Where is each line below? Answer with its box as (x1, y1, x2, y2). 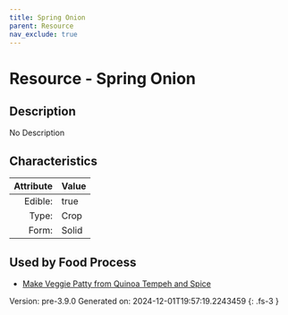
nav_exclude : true (9, 30, 78, 38)
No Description (9, 127, 65, 139)
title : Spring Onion (9, 13, 87, 22)
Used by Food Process (9, 254, 137, 269)
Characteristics (9, 153, 98, 168)
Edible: (23, 195, 54, 208)
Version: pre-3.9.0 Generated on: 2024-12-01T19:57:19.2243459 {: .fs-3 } (9, 296, 280, 306)
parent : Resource (9, 21, 74, 30)
